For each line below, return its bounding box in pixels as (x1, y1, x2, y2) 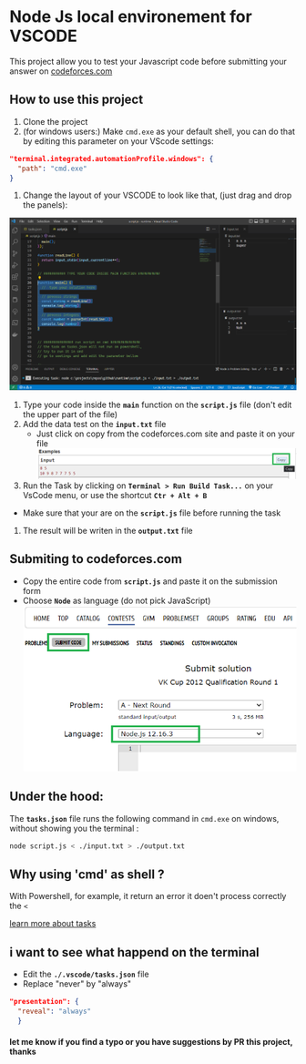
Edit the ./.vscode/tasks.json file (22, 968, 149, 980)
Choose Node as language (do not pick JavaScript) (22, 595, 211, 606)
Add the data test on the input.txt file (22, 419, 167, 430)
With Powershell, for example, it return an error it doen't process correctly (9, 891, 287, 902)
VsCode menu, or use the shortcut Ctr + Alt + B (22, 490, 208, 501)
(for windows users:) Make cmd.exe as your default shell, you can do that (22, 126, 296, 137)
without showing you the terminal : (9, 823, 139, 834)
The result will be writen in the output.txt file (22, 526, 193, 537)
